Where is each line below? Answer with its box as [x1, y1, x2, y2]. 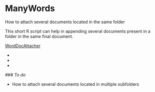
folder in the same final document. [5, 33, 73, 39]
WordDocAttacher [5, 43, 41, 48]
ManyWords [5, 3, 56, 14]
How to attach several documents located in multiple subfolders [12, 81, 139, 87]
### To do [5, 72, 26, 77]
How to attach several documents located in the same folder [5, 19, 125, 25]
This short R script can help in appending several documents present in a [5, 28, 151, 34]
